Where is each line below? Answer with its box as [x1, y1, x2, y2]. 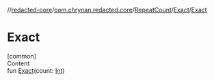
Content [7, 59, 30, 67]
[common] [7, 52, 36, 60]
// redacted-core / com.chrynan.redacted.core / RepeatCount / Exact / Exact [7, 6, 207, 14]
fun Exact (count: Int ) [7, 66, 65, 74]
